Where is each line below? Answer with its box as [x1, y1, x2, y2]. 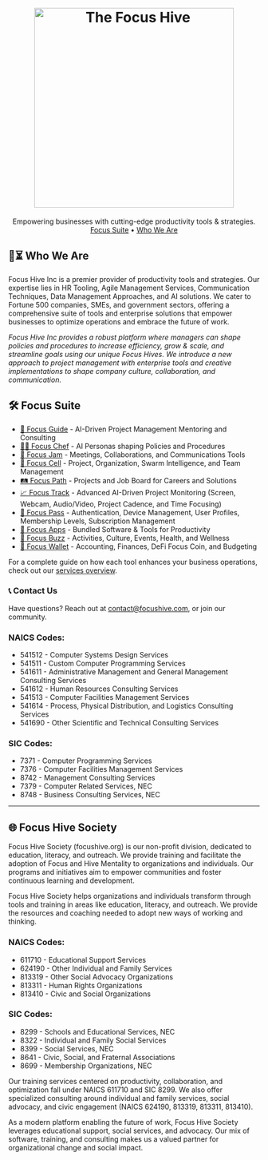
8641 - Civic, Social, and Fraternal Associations [19, 1052, 175, 1062]
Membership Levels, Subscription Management [19, 516, 175, 526]
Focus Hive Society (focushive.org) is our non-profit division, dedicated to [8, 842, 252, 852]
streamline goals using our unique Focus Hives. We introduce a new [8, 349, 233, 359]
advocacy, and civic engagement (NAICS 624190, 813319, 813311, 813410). [8, 1102, 254, 1111]
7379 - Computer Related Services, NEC [19, 781, 153, 791]
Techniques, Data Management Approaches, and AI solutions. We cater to [8, 291, 251, 301]
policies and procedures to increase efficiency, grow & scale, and [8, 340, 225, 350]
